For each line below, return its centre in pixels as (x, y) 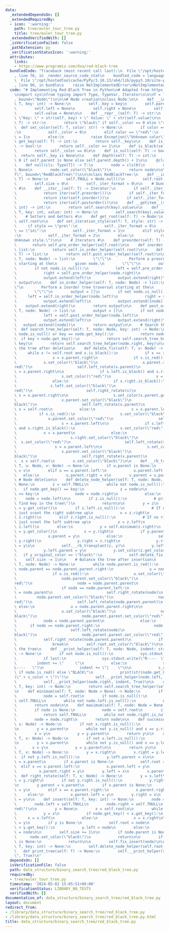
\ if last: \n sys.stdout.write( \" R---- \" (90, 658)
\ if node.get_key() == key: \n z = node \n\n (81, 489)
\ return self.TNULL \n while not (69, 715)
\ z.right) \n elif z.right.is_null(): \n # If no (86, 518)
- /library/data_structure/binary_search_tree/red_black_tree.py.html (81, 917)
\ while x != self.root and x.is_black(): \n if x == (88, 353)
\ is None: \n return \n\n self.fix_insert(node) (85, 842)
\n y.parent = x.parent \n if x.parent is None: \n (83, 785)
